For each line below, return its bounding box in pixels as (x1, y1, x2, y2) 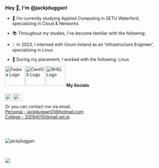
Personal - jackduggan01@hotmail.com (5, 109, 84, 114)
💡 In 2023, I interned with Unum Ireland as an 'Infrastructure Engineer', (12, 41, 155, 48)
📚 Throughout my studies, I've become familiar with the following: (12, 30, 146, 36)
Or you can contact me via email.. (5, 103, 73, 109)
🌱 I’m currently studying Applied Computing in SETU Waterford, (12, 16, 140, 21)
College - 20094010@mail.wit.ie (5, 114, 70, 120)
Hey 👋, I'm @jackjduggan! (5, 4, 68, 11)
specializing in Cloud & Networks (12, 20, 79, 26)
